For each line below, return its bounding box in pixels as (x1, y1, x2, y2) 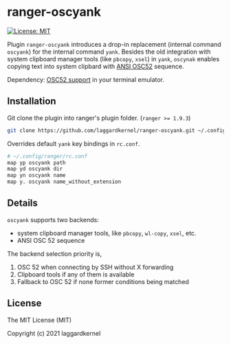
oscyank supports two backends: (7, 215, 100, 224)
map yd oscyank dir (7, 166, 63, 173)
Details (7, 197, 38, 209)
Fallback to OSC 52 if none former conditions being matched (16, 277, 189, 286)
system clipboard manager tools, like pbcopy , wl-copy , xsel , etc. (16, 228, 197, 237)
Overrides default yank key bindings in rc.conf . (7, 139, 140, 148)
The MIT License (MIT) (7, 316, 72, 324)
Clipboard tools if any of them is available (16, 270, 135, 279)
